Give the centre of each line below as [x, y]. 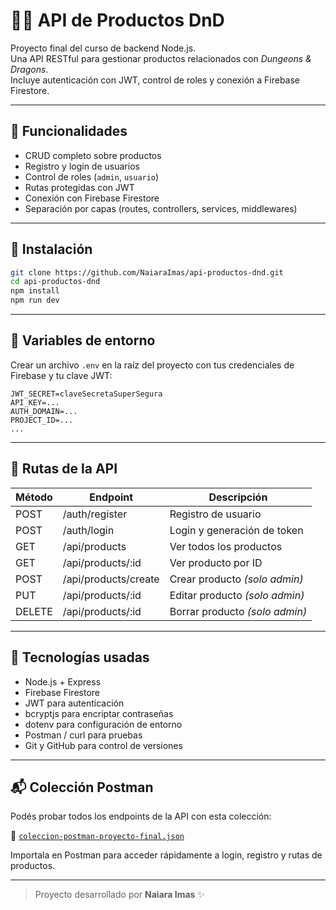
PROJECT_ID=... [42, 420]
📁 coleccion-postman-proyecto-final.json [97, 836]
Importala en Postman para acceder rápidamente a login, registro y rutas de [166, 855]
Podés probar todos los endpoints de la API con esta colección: [141, 816]
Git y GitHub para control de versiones [103, 745]
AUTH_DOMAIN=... [44, 411]
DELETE [34, 611]
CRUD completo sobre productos [93, 155]
